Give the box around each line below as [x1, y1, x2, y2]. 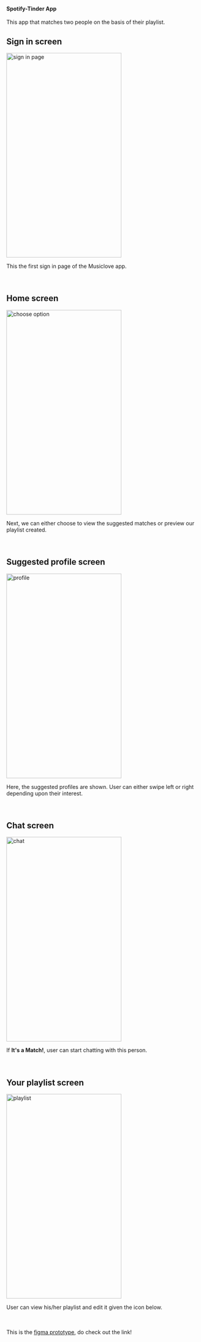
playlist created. [6, 526, 47, 533]
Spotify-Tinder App [6, 5, 57, 12]
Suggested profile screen [6, 557, 105, 567]
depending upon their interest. [6, 790, 83, 797]
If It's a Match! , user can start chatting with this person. [6, 1047, 148, 1054]
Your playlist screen [6, 1077, 85, 1088]
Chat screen [6, 820, 54, 831]
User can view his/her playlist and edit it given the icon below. [6, 1303, 162, 1311]
